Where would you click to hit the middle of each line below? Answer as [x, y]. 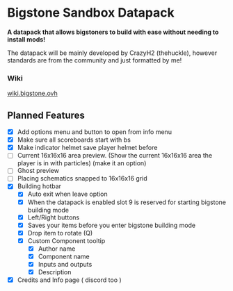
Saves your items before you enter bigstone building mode [112, 225]
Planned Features [46, 115]
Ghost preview [38, 171]
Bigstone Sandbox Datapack [91, 13]
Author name [57, 249]
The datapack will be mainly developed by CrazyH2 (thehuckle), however [112, 53]
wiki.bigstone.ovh [32, 93]
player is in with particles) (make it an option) [82, 163]
